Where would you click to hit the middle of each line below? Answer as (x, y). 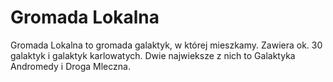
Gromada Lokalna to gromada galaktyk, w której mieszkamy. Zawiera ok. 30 (166, 45)
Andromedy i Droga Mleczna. (70, 66)
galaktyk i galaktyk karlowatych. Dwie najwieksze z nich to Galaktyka (153, 55)
